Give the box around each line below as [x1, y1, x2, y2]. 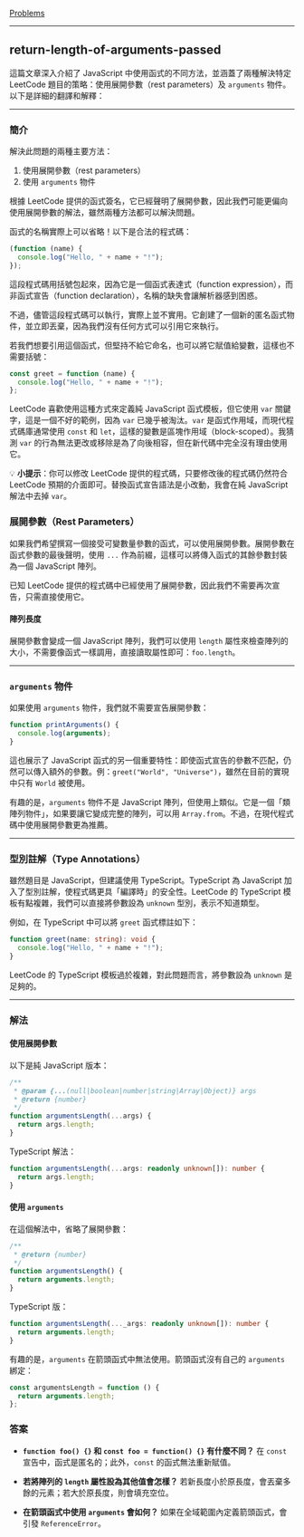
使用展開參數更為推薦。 [24, 819, 113, 830]
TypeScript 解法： [9, 1146, 77, 1157]
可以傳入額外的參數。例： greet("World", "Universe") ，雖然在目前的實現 [16, 765, 290, 777]
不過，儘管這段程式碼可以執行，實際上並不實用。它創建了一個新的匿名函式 [9, 309, 287, 320]
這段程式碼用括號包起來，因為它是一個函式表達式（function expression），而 [9, 278, 294, 289]
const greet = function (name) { [9, 369, 136, 379]
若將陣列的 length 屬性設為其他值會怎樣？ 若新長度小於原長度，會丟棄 [22, 1475, 283, 1486]
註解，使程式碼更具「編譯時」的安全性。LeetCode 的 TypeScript [40, 887, 281, 898]
